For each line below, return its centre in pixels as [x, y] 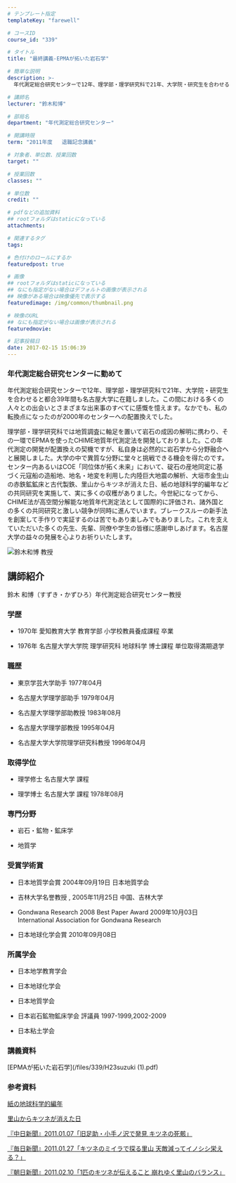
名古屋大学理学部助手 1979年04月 [66, 697]
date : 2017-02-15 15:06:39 [47, 348]
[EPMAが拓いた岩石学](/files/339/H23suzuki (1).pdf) [83, 1067]
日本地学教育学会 [42, 971]
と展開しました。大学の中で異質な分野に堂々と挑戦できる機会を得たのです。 [118, 458]
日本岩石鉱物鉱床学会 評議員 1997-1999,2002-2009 [92, 1016]
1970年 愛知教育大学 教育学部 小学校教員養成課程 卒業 [96, 631]
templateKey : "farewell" [44, 20]
